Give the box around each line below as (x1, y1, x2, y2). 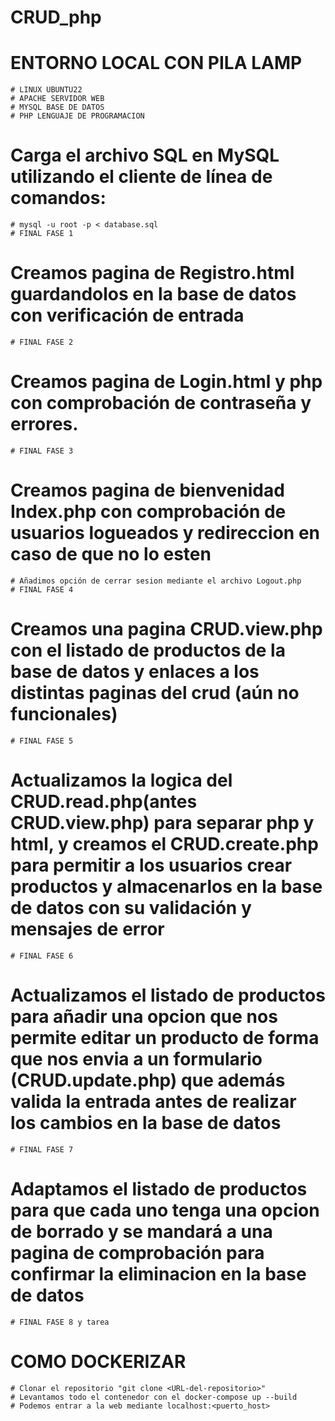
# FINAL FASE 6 (10, 951, 74, 961)
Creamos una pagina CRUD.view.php (10, 618, 323, 641)
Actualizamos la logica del (10, 769, 233, 791)
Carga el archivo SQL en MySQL (10, 144, 280, 167)
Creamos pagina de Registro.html (10, 262, 295, 285)
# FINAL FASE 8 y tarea (10, 1317, 110, 1327)
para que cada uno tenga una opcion (10, 1199, 320, 1221)
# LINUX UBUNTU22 (10, 85, 83, 95)
